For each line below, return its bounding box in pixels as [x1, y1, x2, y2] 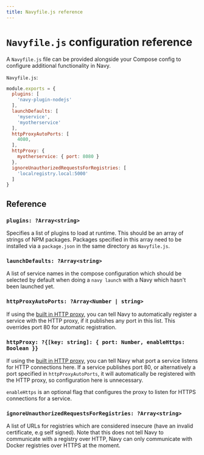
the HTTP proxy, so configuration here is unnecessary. [6, 376, 144, 384]
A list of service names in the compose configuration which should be [6, 270, 181, 278]
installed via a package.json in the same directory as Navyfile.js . [6, 242, 171, 249]
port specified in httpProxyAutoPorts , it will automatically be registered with [6, 370, 196, 377]
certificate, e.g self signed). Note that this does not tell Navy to [6, 429, 164, 436]
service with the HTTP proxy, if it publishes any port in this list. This [6, 317, 175, 324]
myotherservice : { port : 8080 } [17, 154, 99, 160]
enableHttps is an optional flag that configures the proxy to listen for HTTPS [6, 388, 196, 395]
